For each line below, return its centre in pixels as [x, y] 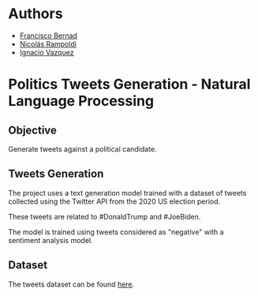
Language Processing [81, 101]
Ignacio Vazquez [47, 52]
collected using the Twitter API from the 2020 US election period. [114, 201]
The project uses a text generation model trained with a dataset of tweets [127, 193]
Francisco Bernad [48, 36]
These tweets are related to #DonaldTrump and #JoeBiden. [105, 216]
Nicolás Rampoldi [48, 43]
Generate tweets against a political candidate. [82, 149]
